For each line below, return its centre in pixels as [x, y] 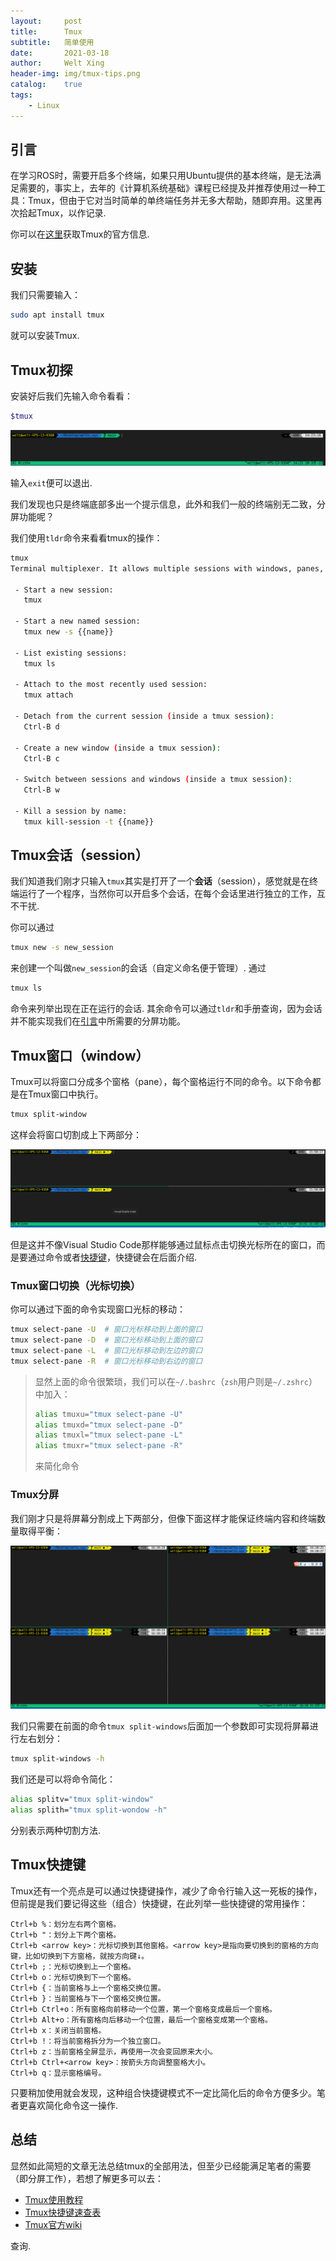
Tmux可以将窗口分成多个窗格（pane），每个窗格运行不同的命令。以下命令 [161, 1082]
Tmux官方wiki [53, 2224]
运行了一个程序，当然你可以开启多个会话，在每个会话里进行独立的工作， [167, 894]
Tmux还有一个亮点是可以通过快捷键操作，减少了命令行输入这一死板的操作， [166, 1891]
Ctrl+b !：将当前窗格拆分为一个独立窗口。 [88, 2041]
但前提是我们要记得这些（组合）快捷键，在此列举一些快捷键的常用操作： [159, 1903]
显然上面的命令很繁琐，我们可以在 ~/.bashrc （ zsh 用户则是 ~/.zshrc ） [176, 1381]
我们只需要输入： [45, 295]
